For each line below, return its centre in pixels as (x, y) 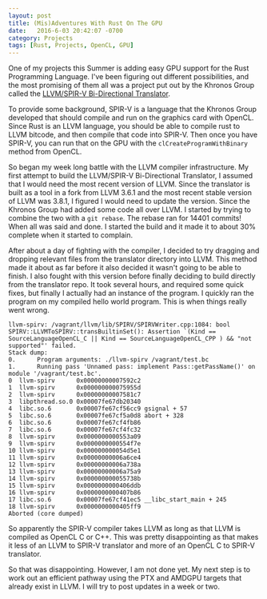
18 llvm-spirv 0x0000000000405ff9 (75, 507)
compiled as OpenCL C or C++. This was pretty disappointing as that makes (133, 537)
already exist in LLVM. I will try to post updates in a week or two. (114, 587)
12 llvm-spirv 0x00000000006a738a (75, 465)
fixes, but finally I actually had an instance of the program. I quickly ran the (131, 294)
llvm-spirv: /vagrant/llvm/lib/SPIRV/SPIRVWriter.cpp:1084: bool (119, 325)
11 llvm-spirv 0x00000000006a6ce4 (75, 458)
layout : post (30, 16)
